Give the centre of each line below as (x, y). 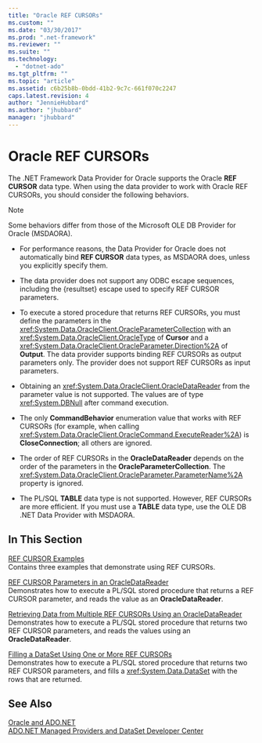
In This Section (45, 539)
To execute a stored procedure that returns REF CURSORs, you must (130, 312)
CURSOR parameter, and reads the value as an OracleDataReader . (116, 599)
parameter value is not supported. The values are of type (111, 394)
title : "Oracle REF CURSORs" (56, 15)
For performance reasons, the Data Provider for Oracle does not (123, 249)
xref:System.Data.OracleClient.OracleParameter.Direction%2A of (124, 345)
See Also (30, 704)
